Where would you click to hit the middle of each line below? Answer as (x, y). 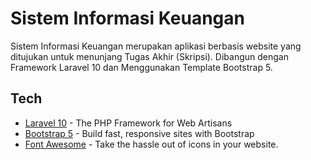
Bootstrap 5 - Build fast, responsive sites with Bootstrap (139, 133)
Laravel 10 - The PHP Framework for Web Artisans (128, 123)
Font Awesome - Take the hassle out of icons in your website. (151, 144)
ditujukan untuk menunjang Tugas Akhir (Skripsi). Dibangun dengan (149, 56)
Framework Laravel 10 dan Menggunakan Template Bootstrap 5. (141, 67)
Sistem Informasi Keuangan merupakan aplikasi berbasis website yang (156, 46)
